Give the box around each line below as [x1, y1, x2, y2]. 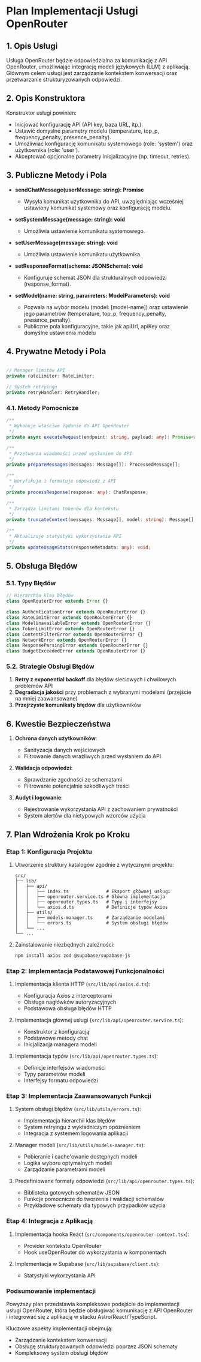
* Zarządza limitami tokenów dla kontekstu [8, 505, 119, 511]
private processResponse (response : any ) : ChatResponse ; [6, 489, 148, 495]
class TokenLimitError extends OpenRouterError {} [6, 625, 135, 631]
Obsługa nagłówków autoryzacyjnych [23, 998, 117, 1006]
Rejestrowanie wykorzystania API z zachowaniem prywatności [23, 806, 178, 813]
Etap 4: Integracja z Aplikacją [6, 1217, 93, 1225]
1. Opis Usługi [6, 41, 58, 51]
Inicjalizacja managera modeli [23, 1041, 98, 1048]
